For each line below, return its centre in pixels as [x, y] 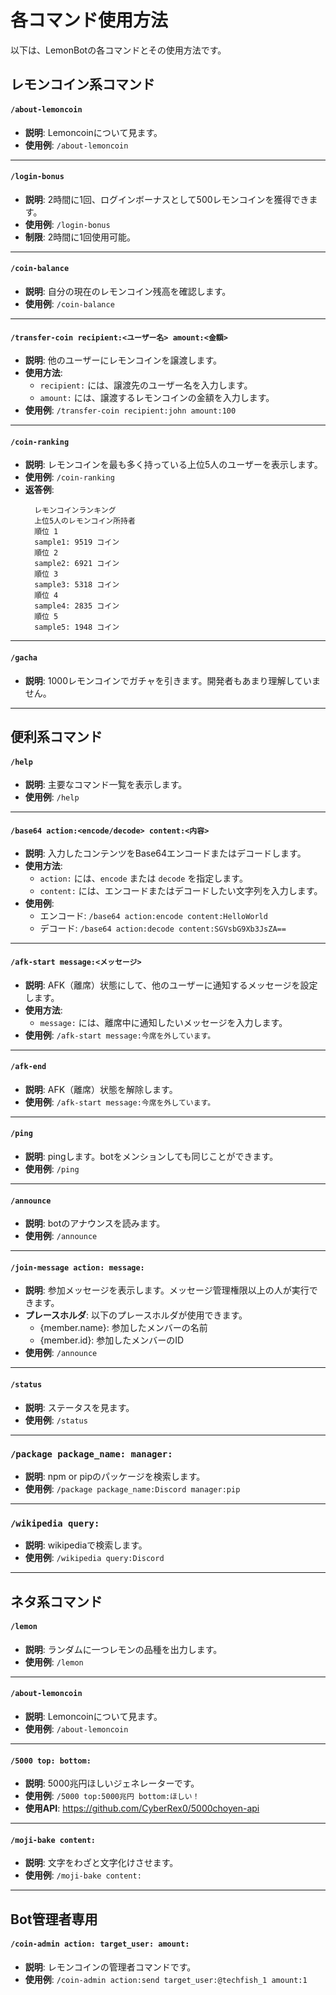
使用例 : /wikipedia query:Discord [94, 1558]
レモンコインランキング [75, 511]
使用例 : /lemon [54, 1662]
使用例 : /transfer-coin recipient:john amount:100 [130, 410]
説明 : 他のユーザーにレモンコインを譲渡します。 [123, 360]
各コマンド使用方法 [89, 20]
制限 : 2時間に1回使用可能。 [80, 237]
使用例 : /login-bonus [67, 224]
